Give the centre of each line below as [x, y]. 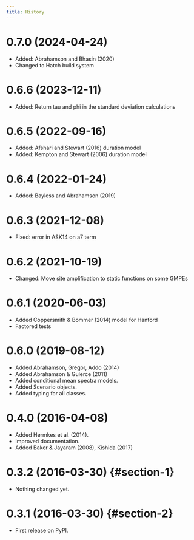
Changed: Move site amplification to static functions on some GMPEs [101, 279]
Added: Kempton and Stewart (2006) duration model [81, 154]
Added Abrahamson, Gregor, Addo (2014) [67, 367]
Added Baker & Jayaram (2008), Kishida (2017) [74, 448]
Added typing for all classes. [51, 394]
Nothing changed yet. [42, 489]
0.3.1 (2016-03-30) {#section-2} [90, 514]
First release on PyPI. [42, 530]
